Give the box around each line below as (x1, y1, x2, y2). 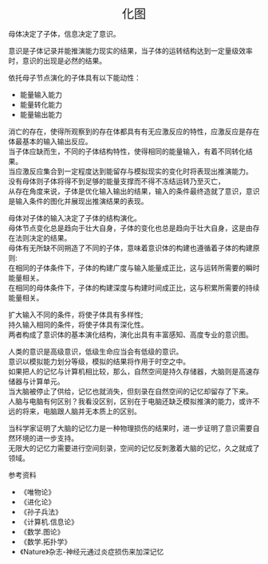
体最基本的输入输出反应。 (8, 137, 93, 146)
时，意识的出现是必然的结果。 (8, 56, 106, 65)
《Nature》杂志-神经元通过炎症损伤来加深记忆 (19, 547, 164, 556)
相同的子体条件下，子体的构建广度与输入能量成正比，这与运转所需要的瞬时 (14, 263, 260, 272)
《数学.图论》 (19, 527, 65, 536)
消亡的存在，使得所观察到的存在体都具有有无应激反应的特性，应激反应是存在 (8, 127, 260, 136)
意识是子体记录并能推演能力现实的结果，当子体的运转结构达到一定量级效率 (8, 46, 253, 55)
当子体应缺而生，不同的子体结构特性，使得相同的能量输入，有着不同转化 (8, 147, 246, 156)
